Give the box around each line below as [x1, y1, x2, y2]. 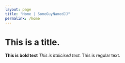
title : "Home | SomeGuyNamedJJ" [5, 12, 70, 16]
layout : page [5, 7, 31, 12]
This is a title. [5, 37, 60, 48]
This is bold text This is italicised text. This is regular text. [5, 52, 120, 58]
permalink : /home [5, 16, 40, 21]
